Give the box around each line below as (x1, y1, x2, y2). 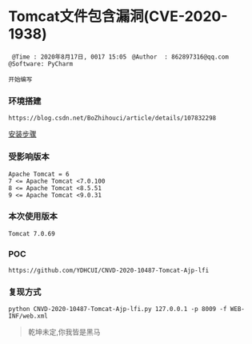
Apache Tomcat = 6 (8, 170, 70, 178)
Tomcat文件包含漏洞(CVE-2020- (8, 7, 228, 26)
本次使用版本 (8, 211, 58, 222)
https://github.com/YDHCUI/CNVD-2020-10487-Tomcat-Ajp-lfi (8, 266, 210, 275)
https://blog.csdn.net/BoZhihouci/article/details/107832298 (8, 114, 217, 123)
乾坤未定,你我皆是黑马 (27, 327, 101, 337)
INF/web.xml (8, 312, 48, 321)
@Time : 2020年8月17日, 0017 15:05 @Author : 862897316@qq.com (11, 53, 230, 61)
